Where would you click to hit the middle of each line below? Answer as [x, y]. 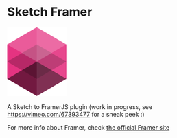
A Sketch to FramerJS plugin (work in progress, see [80, 106]
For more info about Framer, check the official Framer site [88, 127]
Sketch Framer [50, 12]
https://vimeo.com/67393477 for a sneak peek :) [76, 114]
